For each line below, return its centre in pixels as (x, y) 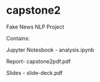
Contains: (18, 38)
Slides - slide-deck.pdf (34, 72)
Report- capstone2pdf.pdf (38, 61)
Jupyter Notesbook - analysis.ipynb (50, 50)
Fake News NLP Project (35, 27)
